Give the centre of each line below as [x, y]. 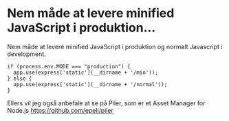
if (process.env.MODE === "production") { [69, 66]
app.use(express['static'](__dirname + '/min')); [86, 72]
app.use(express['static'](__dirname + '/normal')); [90, 84]
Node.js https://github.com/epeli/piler [60, 110]
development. [26, 54]
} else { [20, 78]
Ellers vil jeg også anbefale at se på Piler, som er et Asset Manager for [106, 103]
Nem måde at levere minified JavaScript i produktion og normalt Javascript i [115, 46]
